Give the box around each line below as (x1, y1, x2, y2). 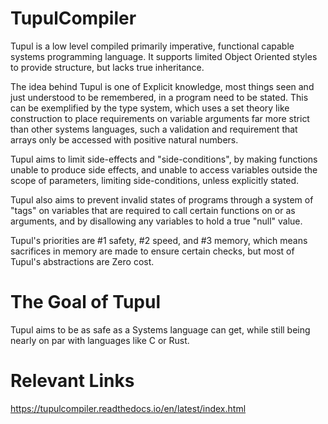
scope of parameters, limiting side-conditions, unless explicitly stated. (10, 174, 300, 186)
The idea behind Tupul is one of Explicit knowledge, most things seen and (10, 80, 315, 92)
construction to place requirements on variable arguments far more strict (10, 112, 310, 124)
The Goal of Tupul (10, 291, 162, 314)
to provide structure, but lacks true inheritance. (10, 61, 205, 73)
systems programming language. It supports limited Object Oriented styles (10, 50, 318, 62)
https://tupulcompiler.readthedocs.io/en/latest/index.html (10, 402, 247, 414)
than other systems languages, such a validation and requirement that (10, 123, 298, 135)
